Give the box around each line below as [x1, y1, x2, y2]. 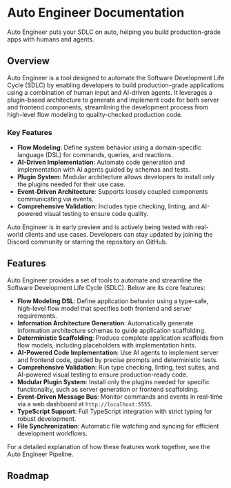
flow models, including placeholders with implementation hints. [17, 341, 197, 349]
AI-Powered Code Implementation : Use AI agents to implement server [17, 348, 219, 356]
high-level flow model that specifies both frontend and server [17, 304, 192, 312]
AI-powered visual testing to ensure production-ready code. [17, 370, 188, 379]
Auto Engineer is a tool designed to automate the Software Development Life [7, 73, 225, 82]
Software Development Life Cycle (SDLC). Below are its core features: [7, 283, 205, 291]
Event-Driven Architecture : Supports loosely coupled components [17, 188, 208, 196]
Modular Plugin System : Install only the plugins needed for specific [17, 377, 210, 386]
